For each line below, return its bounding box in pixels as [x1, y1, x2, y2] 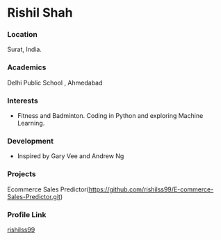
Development [7, 137, 54, 146]
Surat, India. [7, 45, 42, 53]
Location [7, 30, 38, 40]
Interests [7, 96, 38, 105]
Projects [7, 169, 36, 179]
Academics [7, 62, 47, 72]
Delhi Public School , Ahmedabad [7, 78, 103, 87]
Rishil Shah [7, 5, 73, 21]
